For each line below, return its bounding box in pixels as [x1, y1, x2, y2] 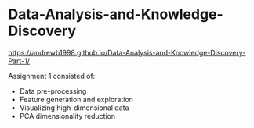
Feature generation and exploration [19, 94, 133, 104]
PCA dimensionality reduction [19, 111, 116, 120]
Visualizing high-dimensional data [19, 103, 129, 112]
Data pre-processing [19, 86, 87, 95]
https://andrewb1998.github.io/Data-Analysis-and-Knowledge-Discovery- [8, 48, 246, 57]
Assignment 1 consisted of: [8, 71, 96, 80]
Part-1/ [8, 56, 30, 66]
